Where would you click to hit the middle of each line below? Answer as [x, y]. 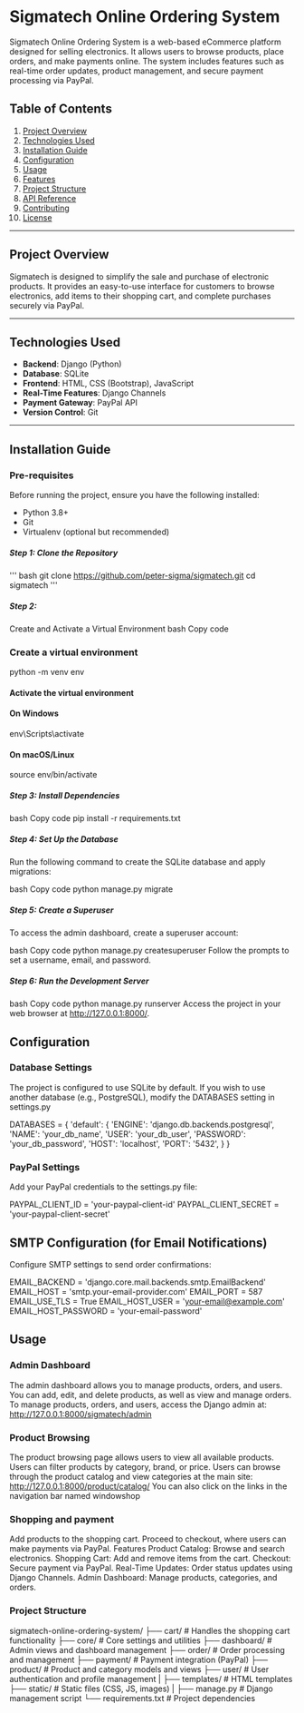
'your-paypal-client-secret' [60, 1214]
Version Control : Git [60, 412]
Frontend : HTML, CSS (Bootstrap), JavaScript [108, 384]
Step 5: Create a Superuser [62, 910]
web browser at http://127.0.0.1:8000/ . [80, 1013]
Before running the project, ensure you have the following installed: [134, 495]
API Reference [49, 198]
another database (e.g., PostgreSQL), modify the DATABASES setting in [142, 1097]
